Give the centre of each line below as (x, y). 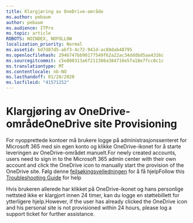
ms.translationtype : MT (35, 66)
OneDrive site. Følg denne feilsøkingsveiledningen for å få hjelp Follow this (95, 171)
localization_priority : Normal (44, 45)
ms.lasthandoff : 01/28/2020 (40, 77)
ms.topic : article (28, 33)
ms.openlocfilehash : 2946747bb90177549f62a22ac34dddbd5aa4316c (85, 55)
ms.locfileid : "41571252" (38, 83)
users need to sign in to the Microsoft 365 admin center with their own (91, 158)
